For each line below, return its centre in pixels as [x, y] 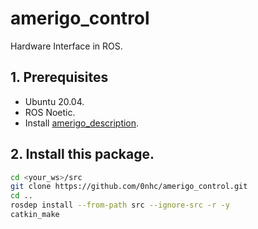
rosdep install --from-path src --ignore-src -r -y [120, 205]
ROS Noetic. [50, 112]
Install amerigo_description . [82, 123]
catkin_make [35, 215]
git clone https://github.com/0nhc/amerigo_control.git [129, 187]
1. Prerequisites [59, 77]
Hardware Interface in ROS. [66, 46]
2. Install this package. [82, 154]
